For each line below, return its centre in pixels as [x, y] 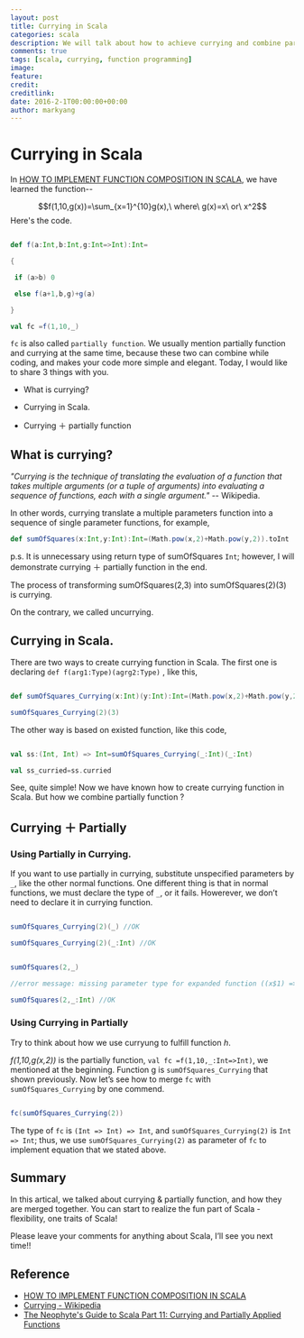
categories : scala [45, 34]
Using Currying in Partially [69, 1022]
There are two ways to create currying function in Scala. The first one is [144, 662]
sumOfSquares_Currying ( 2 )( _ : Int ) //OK [83, 943]
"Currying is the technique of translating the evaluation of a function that [146, 477]
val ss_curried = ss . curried [61, 770]
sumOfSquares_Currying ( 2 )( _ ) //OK [75, 927]
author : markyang [43, 110]
